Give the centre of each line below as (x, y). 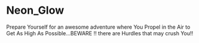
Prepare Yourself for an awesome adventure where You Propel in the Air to (98, 27)
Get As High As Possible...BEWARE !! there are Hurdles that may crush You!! (100, 33)
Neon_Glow (35, 10)
